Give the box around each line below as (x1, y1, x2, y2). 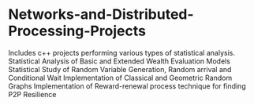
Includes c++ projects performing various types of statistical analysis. (8, 48, 235, 57)
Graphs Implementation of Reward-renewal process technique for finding (8, 81, 246, 91)
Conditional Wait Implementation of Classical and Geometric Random (8, 73, 233, 82)
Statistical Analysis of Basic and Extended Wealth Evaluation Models (8, 56, 231, 66)
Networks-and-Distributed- (8, 5, 195, 24)
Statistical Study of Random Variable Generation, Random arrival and (8, 64, 232, 74)
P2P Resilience (8, 89, 57, 99)
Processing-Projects (8, 22, 146, 40)
